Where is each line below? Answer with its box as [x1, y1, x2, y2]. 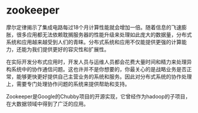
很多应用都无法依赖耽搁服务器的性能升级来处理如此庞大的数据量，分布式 [16, 31, 192, 38]
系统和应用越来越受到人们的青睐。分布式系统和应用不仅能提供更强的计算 [6, 38, 181, 45]
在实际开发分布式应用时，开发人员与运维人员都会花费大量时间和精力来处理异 [6, 58, 192, 65]
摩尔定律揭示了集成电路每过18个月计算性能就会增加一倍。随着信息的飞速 [6, 24, 182, 31]
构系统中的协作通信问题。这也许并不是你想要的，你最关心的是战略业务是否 [6, 65, 187, 72]
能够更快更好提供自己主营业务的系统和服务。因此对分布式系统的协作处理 [16, 73, 192, 80]
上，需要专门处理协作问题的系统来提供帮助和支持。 [6, 80, 130, 87]
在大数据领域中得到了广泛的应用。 [6, 100, 89, 107]
